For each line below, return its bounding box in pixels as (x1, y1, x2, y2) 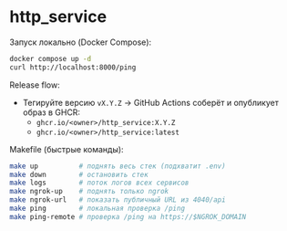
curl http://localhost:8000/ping (9, 62, 137, 72)
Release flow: (9, 79, 61, 90)
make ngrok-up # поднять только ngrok (9, 187, 169, 196)
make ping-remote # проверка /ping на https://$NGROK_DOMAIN (9, 212, 247, 221)
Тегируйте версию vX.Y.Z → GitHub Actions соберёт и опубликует (22, 97, 280, 108)
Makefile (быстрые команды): (9, 143, 125, 154)
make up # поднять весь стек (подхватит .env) (9, 162, 226, 171)
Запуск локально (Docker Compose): (9, 37, 152, 47)
